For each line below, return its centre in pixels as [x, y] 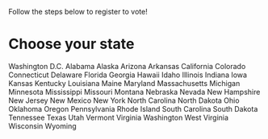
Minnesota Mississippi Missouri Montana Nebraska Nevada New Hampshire [134, 92]
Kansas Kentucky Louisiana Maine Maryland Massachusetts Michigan [124, 83]
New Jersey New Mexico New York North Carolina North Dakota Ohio [124, 100]
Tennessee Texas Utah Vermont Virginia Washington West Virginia [118, 117]
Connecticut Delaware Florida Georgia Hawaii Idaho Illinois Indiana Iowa [128, 75]
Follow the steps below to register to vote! [78, 12]
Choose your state [71, 44]
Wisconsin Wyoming [42, 126]
